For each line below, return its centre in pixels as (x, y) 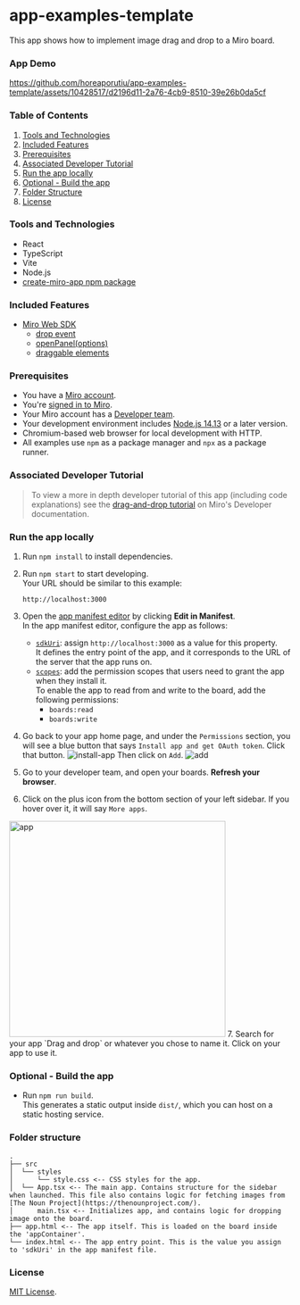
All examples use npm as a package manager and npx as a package (144, 443)
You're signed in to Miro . (67, 405)
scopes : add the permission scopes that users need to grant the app (160, 671)
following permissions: (77, 700)
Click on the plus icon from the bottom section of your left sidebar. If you (156, 799)
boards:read (71, 711)
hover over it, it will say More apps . (84, 809)
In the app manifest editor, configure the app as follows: (125, 626)
